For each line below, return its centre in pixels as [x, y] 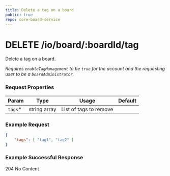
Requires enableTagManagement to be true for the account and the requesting [85, 69]
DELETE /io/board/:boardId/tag [72, 45]
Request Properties [30, 87]
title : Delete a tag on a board [39, 10]
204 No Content [22, 168]
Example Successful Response [44, 158]
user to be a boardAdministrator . [40, 74]
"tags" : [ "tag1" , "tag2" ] [44, 140]
